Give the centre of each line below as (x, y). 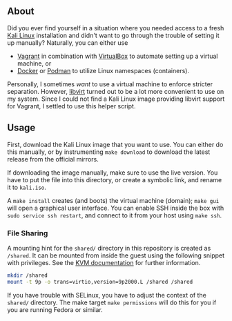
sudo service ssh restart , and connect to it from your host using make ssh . (115, 215)
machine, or (34, 63)
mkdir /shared (28, 275)
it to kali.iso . (27, 187)
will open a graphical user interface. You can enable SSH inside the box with (116, 208)
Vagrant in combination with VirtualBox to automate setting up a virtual (117, 56)
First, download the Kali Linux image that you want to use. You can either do (115, 144)
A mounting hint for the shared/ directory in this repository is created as (109, 248)
